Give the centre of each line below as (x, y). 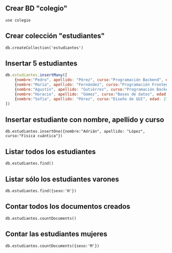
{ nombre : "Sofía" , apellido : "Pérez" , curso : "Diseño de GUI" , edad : (88, 99)
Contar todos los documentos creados (68, 207)
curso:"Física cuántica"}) (34, 136)
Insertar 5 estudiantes (41, 64)
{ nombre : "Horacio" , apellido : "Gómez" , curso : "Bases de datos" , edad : (91, 94)
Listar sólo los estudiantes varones (62, 179)
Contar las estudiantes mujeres (56, 234)
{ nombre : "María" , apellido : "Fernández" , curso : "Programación (82, 85)
